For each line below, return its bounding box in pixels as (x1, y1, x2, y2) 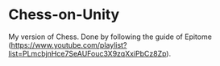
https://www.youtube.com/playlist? (10, 40, 127, 49)
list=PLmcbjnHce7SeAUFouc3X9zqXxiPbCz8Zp (8, 49, 167, 58)
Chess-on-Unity (8, 6, 120, 24)
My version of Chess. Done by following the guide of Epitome (8, 32, 212, 41)
